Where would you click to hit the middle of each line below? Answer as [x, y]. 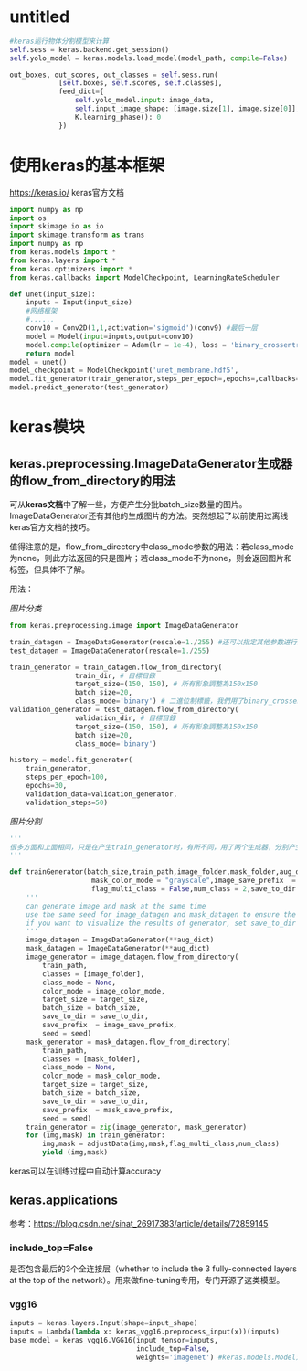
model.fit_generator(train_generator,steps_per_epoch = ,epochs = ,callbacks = [155, 379]
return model [51, 354]
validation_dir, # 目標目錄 [125, 718]
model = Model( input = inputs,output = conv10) [110, 336]
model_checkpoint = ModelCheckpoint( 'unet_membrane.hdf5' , [124, 371]
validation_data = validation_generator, [102, 794]
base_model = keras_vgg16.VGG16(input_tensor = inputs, [114, 1341]
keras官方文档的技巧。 [52, 527]
